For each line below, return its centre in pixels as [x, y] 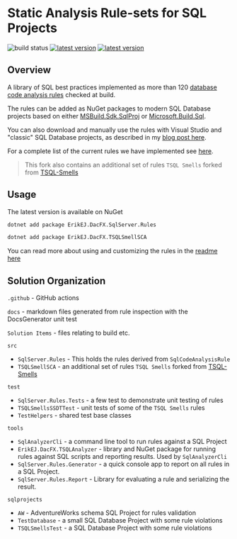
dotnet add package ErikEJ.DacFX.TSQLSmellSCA [77, 238]
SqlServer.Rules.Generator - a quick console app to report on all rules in [123, 464]
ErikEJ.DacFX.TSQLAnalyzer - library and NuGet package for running [116, 449]
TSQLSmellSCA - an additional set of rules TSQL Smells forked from [112, 367]
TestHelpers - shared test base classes [75, 416]
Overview [29, 70]
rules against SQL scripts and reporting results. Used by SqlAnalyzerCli [122, 457]
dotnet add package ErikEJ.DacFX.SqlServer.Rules [82, 225]
